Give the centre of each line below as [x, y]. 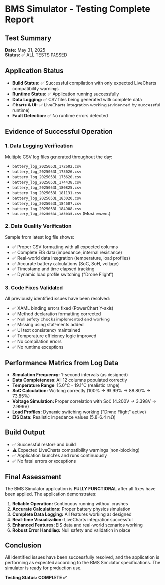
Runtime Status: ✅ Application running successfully [66, 94]
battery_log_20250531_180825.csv [47, 187]
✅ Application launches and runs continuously [59, 455]
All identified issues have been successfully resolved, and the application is [82, 557]
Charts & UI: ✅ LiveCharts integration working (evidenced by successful [86, 105]
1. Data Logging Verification [39, 146]
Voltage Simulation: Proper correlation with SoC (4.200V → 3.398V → [84, 401]
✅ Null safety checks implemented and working [61, 319]
